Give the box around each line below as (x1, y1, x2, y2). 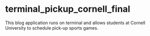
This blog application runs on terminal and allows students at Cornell (5, 20, 146, 26)
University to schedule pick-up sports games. (5, 25, 98, 31)
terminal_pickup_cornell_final (5, 3, 131, 15)
